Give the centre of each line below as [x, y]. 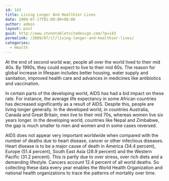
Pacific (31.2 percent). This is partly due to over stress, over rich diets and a [84, 157]
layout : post [19, 29]
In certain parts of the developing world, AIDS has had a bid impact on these [84, 93]
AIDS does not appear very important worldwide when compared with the [82, 135]
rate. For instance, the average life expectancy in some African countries [81, 99]
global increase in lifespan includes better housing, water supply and [77, 73]
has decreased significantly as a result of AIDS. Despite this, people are [80, 104]
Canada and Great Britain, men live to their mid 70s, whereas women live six [84, 115]
